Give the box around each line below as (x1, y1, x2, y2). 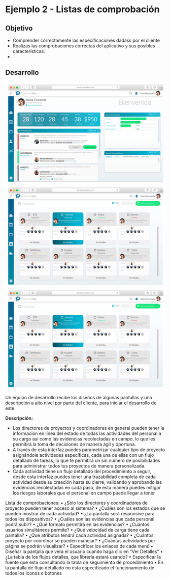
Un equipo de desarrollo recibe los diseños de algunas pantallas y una (5, 395, 152, 401)
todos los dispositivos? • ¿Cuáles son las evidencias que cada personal (5, 516, 155, 522)
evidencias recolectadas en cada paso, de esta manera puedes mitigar (12, 485, 161, 491)
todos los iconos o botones (5, 570, 62, 576)
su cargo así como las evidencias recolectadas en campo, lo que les (12, 436, 156, 442)
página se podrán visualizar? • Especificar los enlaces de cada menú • (5, 543, 154, 549)
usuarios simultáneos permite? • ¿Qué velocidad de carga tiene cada (5, 527, 150, 533)
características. (12, 48, 46, 54)
